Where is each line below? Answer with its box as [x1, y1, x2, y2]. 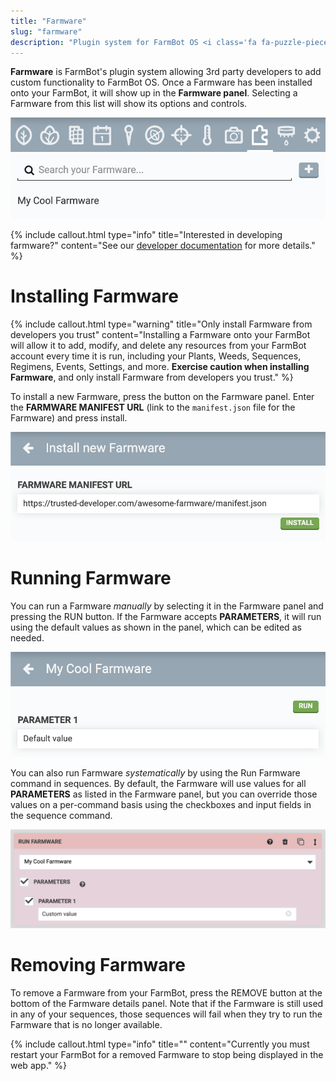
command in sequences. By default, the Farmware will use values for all [10, 777, 307, 789]
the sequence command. [10, 809, 113, 821]
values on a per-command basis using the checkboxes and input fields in [10, 798, 312, 810]
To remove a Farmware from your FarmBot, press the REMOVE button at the [10, 986, 323, 999]
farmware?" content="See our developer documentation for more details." [10, 239, 316, 251]
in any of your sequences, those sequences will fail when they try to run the [10, 1008, 323, 1020]
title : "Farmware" [10, 16, 87, 26]
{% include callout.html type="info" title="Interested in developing [10, 228, 283, 240]
